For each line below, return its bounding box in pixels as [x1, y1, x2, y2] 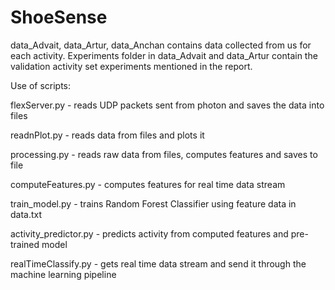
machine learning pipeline [10, 268, 117, 280]
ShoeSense [10, 6, 108, 29]
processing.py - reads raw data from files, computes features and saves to [10, 148, 318, 160]
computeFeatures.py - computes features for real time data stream [10, 178, 286, 190]
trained [10, 238, 40, 250]
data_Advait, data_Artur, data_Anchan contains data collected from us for [10, 39, 312, 51]
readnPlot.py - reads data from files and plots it [10, 129, 205, 141]
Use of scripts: [10, 79, 72, 91]
